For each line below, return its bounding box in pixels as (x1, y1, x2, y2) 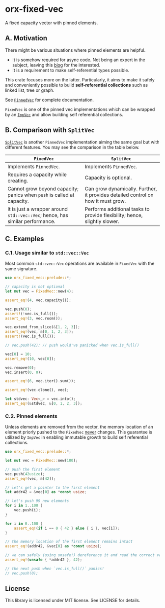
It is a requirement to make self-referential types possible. (12, 67, 130, 73)
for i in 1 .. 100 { (5, 503, 43, 508)
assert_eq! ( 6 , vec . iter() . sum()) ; (5, 379, 76, 384)
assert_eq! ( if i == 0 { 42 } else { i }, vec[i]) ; (14, 526, 120, 531)
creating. (7, 177, 28, 184)
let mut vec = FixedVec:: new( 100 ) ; (5, 458, 78, 463)
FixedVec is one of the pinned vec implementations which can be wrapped (5, 106, 155, 112)
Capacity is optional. (84, 174, 132, 181)
